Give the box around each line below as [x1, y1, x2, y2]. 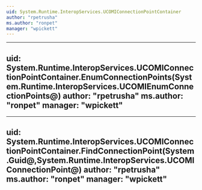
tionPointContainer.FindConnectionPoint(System [6, 146, 195, 156]
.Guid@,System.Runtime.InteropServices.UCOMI [6, 155, 195, 165]
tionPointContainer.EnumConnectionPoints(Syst [6, 72, 192, 82]
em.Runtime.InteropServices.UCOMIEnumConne [6, 82, 194, 92]
